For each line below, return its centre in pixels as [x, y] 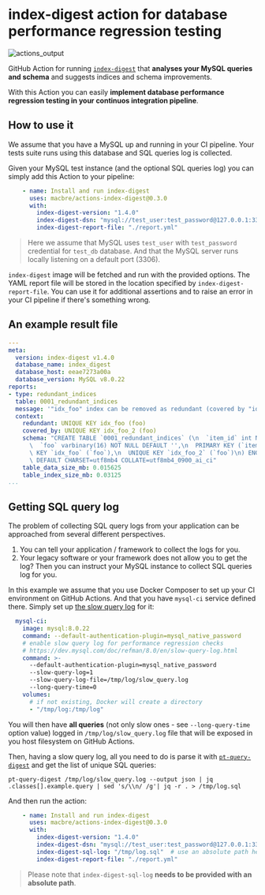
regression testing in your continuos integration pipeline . [103, 100]
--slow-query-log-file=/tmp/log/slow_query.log [109, 680]
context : [30, 416]
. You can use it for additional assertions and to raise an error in [150, 291]
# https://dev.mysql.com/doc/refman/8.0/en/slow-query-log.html [130, 650]
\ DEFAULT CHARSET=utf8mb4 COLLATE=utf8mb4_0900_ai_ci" [123, 460]
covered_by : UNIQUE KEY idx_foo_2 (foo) [90, 431]
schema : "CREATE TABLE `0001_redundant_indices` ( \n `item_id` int [137, 438]
